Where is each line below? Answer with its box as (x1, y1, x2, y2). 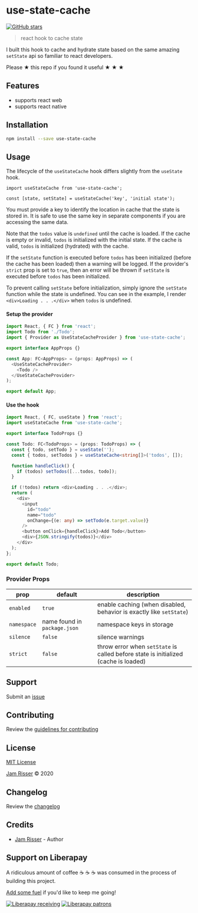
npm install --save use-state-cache (6, 135, 96, 142)
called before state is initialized (97, 649, 183, 658)
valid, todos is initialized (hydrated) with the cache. (6, 243, 130, 250)
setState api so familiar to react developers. (6, 52, 113, 59)
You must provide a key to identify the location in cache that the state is (6, 206, 180, 213)
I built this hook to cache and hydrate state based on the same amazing (6, 46, 180, 53)
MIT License (6, 759, 37, 766)
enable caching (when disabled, (97, 600, 186, 609)
